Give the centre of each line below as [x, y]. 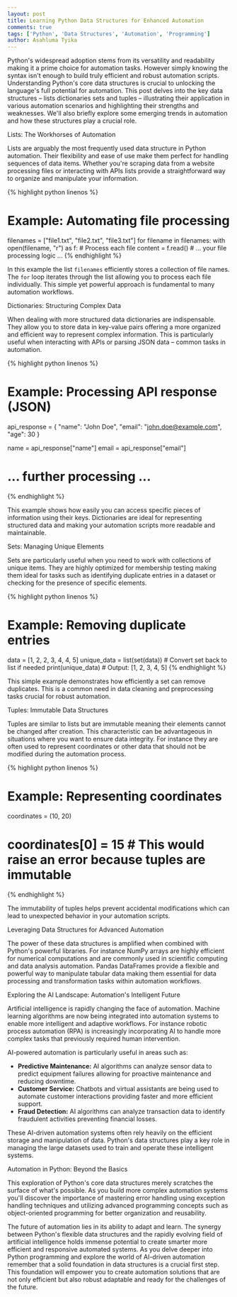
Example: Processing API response [112, 392]
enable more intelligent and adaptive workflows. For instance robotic [107, 1023]
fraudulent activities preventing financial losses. [87, 1119]
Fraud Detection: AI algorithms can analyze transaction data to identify [121, 1111]
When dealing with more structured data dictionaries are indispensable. [111, 319]
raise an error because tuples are [106, 860]
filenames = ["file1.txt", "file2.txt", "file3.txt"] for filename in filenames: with [116, 241]
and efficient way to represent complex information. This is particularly [110, 335]
